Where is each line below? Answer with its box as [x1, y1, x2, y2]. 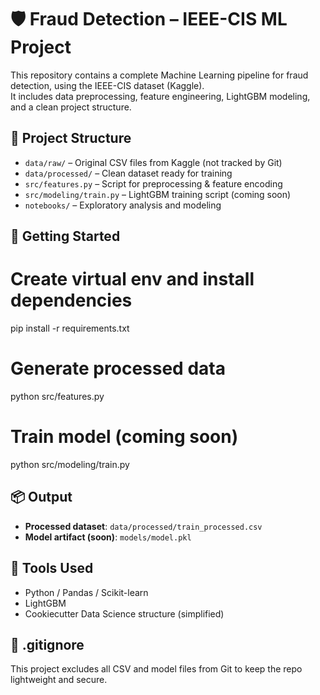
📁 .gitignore [10, 636, 85, 653]
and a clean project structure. [10, 101, 132, 113]
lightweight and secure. [10, 674, 108, 686]
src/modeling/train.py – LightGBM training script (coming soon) [24, 188, 292, 200]
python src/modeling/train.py [10, 458, 130, 470]
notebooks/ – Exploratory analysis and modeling [24, 199, 222, 211]
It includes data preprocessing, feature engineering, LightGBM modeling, [10, 90, 311, 102]
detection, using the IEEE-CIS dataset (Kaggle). [10, 79, 205, 91]
